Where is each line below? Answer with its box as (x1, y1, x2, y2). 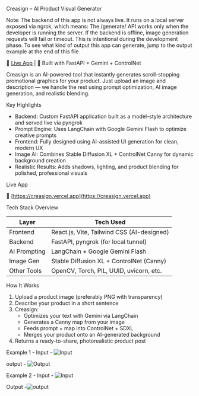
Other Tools (9, 267, 42, 274)
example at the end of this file (6, 48, 79, 55)
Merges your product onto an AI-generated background (23, 331, 160, 338)
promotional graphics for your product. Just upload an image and (6, 77, 166, 84)
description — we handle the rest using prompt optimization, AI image (6, 84, 177, 91)
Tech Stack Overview (6, 204, 59, 211)
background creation (14, 157, 67, 164)
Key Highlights (6, 101, 42, 108)
